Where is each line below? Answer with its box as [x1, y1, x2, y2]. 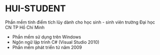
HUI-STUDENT [5, 3, 66, 14]
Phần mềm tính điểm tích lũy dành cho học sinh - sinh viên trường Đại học [5, 19, 155, 25]
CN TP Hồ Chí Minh [5, 24, 45, 30]
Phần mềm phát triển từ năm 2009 [12, 44, 82, 50]
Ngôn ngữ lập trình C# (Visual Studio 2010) [12, 39, 99, 45]
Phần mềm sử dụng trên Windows [12, 34, 81, 40]
